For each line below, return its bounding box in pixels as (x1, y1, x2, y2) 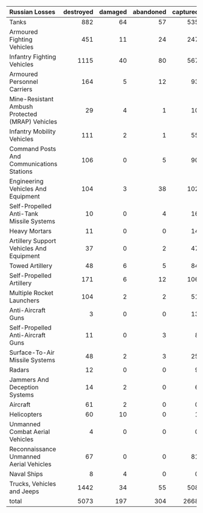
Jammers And (9, 375, 50, 384)
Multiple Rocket (9, 289, 54, 297)
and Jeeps (9, 487, 39, 495)
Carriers (9, 85, 33, 93)
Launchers (9, 296, 40, 304)
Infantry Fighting (9, 53, 56, 61)
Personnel (9, 78, 38, 86)
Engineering (9, 177, 44, 185)
